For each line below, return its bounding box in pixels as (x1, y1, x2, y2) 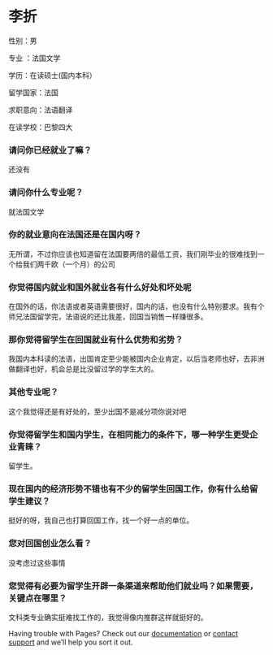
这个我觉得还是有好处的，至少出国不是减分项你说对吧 (8, 406, 187, 416)
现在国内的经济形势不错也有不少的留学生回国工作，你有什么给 (8, 483, 250, 494)
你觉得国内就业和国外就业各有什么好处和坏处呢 (8, 281, 192, 293)
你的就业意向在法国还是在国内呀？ (8, 229, 142, 241)
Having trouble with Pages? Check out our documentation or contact (8, 628, 238, 638)
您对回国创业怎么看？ (8, 538, 92, 549)
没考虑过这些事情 (8, 557, 66, 567)
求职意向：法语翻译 (8, 105, 73, 115)
